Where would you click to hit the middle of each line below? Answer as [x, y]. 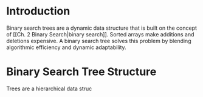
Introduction [38, 11]
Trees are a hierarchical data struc [49, 89]
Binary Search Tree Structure [81, 72]
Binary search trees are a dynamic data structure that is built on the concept [102, 28]
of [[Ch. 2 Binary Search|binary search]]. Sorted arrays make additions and [100, 34]
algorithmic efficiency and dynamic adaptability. [66, 47]
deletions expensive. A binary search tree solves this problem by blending [99, 41]
